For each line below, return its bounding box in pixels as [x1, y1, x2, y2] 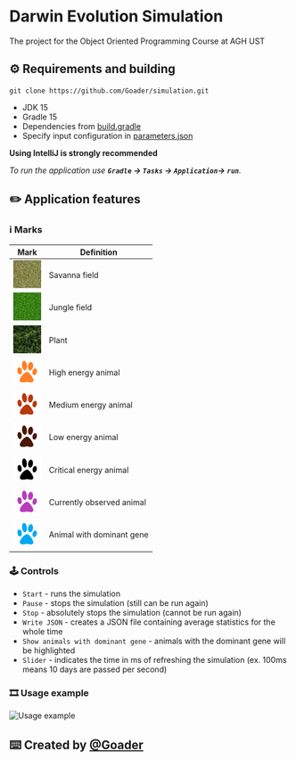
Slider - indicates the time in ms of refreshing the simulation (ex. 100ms [21, 654, 287, 665]
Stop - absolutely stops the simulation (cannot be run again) [21, 607, 243, 618]
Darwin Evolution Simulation [9, 6, 224, 27]
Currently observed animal [48, 496, 147, 507]
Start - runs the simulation [21, 588, 121, 599]
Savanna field [48, 270, 100, 281]
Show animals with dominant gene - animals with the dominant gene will [21, 635, 286, 646]
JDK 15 [21, 102, 49, 112]
